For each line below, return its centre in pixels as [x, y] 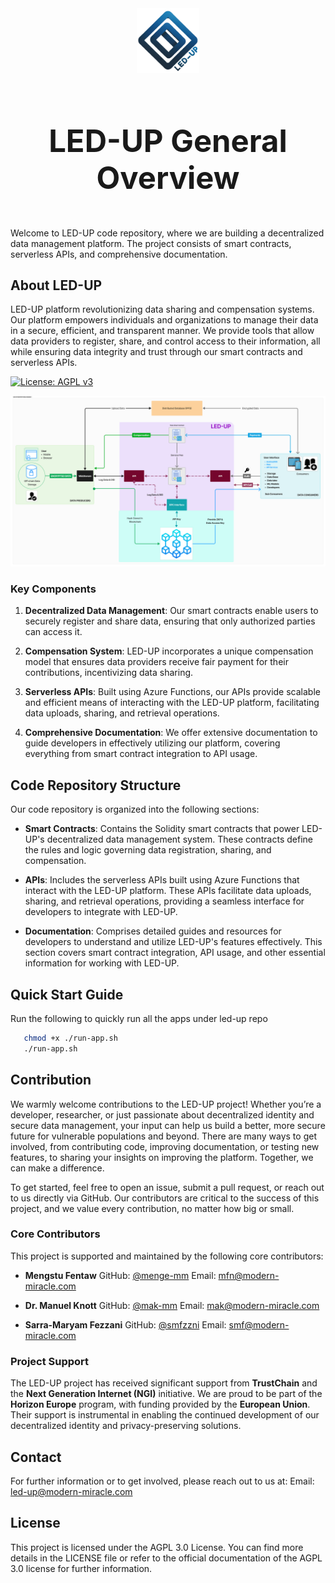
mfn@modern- [249, 1275]
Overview [168, 177]
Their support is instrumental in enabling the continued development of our [165, 1415]
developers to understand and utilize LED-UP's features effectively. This [173, 942]
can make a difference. [57, 1168]
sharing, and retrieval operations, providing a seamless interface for [164, 901]
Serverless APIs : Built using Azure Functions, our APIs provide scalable [172, 692]
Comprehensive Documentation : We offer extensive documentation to [171, 733]
